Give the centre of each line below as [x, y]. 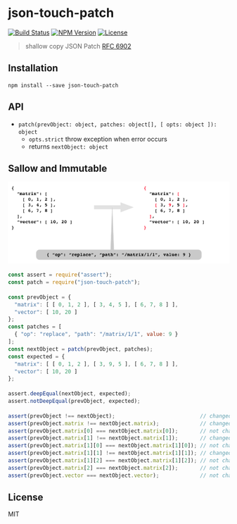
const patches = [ [35, 327]
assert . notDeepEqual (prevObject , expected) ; [74, 401]
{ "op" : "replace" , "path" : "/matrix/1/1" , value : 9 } [96, 335]
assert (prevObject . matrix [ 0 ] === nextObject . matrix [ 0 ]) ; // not [114, 431]
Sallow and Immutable [58, 168]
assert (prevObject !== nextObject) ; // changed [120, 416]
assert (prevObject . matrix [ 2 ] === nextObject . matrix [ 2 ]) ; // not [114, 468]
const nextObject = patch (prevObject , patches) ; [81, 349]
